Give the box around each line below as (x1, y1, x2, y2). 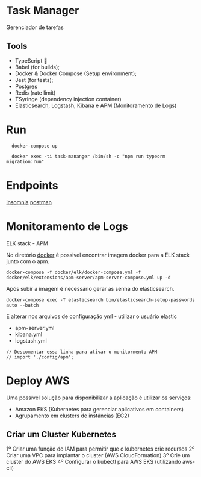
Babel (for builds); (14, 63, 60, 70)
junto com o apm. (6, 257, 50, 265)
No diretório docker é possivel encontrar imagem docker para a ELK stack (6, 251, 190, 258)
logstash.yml (14, 337, 47, 344)
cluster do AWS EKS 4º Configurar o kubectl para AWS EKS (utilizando (6, 458, 182, 466)
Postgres (14, 83, 38, 90)
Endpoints (6, 178, 58, 192)
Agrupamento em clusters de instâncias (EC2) (14, 412, 129, 419)
